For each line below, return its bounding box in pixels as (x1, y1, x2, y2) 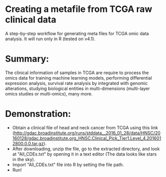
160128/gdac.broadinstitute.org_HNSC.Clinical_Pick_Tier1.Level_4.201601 (12, 135, 162, 141)
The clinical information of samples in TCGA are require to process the (5, 70, 149, 76)
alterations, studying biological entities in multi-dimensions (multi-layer (5, 86, 150, 91)
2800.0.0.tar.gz (12, 140, 44, 146)
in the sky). (12, 156, 36, 162)
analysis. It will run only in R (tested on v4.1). (5, 36, 96, 42)
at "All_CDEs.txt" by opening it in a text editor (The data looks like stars (12, 151, 157, 157)
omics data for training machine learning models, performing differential (5, 75, 152, 81)
